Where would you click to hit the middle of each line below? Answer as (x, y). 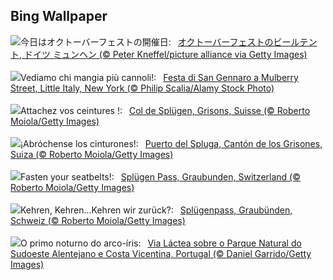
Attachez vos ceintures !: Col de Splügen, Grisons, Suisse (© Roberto (165, 110)
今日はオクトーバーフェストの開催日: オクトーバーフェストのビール (160, 41)
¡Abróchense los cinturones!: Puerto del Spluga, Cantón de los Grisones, (171, 143)
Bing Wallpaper (59, 16)
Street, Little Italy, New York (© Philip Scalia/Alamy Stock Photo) (142, 88)
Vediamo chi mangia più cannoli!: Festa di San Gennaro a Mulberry (159, 77)
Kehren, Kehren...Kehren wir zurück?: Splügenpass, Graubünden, (156, 210)
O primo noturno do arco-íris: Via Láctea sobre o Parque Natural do (161, 243)
